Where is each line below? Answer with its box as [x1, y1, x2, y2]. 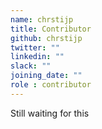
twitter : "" [10, 42, 60, 53]
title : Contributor [10, 24, 92, 34]
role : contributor [10, 80, 92, 90]
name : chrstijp [10, 14, 74, 25]
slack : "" [10, 61, 52, 71]
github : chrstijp [10, 33, 83, 43]
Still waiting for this [10, 107, 90, 119]
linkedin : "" [10, 52, 65, 62]
